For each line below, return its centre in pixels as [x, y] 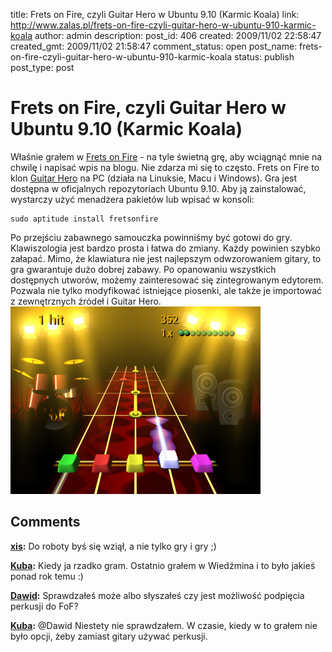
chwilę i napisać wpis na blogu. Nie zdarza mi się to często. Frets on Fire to [165, 167]
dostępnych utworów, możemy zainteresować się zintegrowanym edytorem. [167, 280]
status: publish [264, 57]
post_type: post [42, 67]
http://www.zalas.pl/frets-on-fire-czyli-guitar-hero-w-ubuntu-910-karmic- [163, 25]
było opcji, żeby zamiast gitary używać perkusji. [109, 636]
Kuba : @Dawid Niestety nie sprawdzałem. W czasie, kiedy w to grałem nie [164, 625]
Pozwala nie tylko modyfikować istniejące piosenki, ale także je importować [166, 290]
